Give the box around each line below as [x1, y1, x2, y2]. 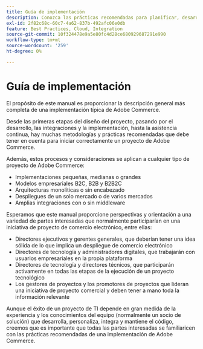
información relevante [14, 293, 70, 300]
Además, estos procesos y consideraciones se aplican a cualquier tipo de [6, 155, 190, 162]
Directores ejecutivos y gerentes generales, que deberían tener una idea [14, 235, 196, 243]
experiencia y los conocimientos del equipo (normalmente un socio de [6, 311, 181, 318]
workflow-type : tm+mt [6, 37, 61, 43]
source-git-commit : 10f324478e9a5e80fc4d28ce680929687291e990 [6, 31, 166, 38]
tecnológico [14, 273, 45, 281]
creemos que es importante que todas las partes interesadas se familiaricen [6, 324, 195, 331]
